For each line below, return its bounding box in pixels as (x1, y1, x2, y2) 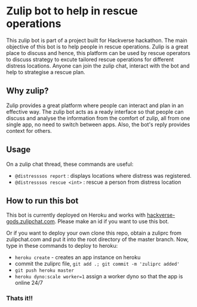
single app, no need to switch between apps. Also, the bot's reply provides (6, 121, 190, 128)
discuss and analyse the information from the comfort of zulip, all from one (6, 114, 190, 121)
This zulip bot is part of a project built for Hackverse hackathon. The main (6, 37, 188, 44)
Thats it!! (6, 294, 33, 303)
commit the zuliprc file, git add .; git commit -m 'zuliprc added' (14, 260, 180, 268)
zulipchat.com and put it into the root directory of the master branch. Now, (6, 236, 189, 243)
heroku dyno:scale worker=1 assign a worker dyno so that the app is (14, 273, 183, 280)
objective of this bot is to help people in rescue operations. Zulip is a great (6, 43, 189, 50)
